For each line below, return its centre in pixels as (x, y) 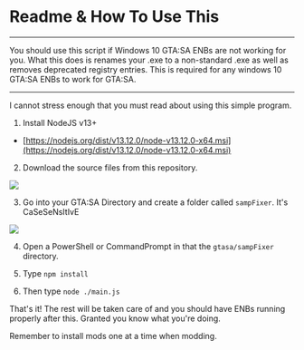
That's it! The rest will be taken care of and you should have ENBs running (147, 308)
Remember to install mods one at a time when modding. (113, 335)
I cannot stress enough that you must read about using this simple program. (151, 105)
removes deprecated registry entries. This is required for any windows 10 (146, 69)
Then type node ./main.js (71, 291)
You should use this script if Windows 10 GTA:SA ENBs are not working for (148, 50)
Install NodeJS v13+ (60, 122)
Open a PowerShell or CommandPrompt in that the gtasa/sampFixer (148, 246)
